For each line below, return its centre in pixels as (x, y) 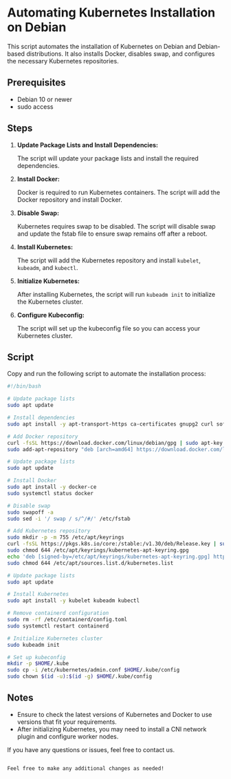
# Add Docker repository (43, 436)
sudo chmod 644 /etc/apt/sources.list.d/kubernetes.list (90, 563)
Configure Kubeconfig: (51, 315)
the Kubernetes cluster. (50, 302)
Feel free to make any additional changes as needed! (86, 768)
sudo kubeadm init (33, 645)
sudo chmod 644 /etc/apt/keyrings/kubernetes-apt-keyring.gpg (98, 550)
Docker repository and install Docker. (69, 199)
